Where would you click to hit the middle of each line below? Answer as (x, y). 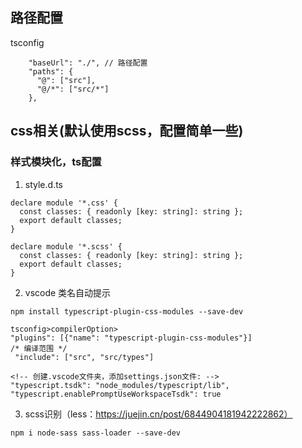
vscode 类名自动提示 (68, 292)
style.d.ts (44, 184)
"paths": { (51, 71)
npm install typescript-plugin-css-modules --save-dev (127, 311)
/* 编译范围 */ (39, 348)
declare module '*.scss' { (66, 246)
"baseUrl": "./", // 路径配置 (88, 63)
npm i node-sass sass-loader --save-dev (96, 433)
